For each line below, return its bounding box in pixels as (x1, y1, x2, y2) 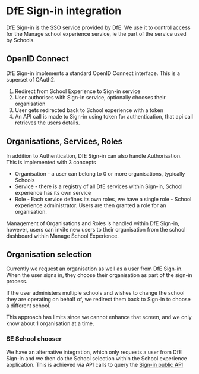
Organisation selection (6, 249, 92, 260)
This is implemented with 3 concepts (6, 158, 96, 166)
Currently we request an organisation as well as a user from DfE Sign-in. (6, 265, 183, 272)
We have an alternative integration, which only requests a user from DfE (6, 348, 182, 356)
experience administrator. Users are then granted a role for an (14, 201, 166, 209)
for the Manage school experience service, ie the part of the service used (6, 30, 187, 37)
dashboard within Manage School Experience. (6, 232, 119, 239)
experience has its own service (14, 189, 91, 196)
